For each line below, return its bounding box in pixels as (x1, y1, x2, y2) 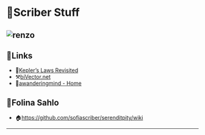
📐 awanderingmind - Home (15, 79, 82, 87)
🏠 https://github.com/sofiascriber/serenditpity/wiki (15, 114, 143, 122)
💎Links (6, 50, 33, 60)
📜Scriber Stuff (6, 5, 80, 20)
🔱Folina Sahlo (6, 97, 59, 108)
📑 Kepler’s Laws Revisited (15, 67, 78, 74)
